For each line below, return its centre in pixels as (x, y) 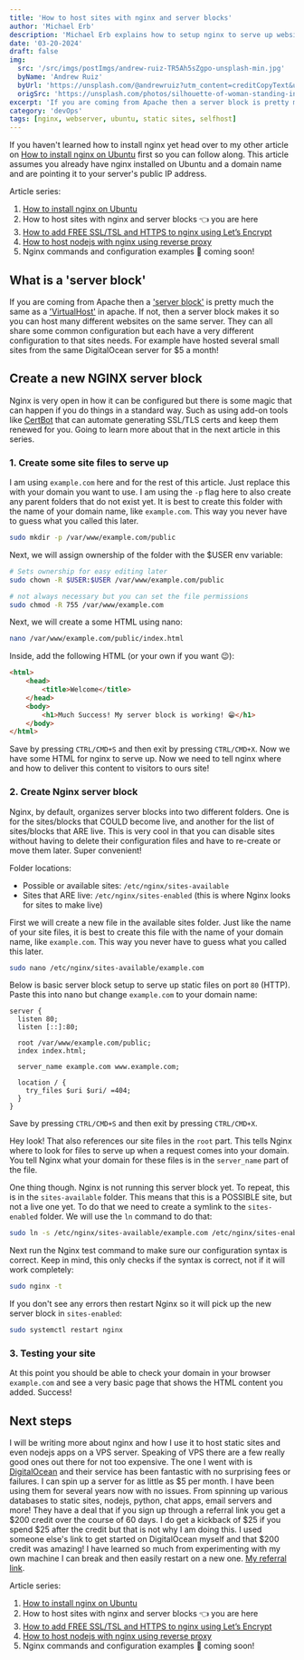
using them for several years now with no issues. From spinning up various (149, 1491)
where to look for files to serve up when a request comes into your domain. (149, 1151)
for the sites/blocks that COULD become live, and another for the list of (142, 821)
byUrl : (30, 85)
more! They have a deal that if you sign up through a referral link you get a (147, 1510)
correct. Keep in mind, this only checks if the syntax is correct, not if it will (147, 1260)
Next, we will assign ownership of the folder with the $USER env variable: (146, 555)
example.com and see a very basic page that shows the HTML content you (146, 1383)
